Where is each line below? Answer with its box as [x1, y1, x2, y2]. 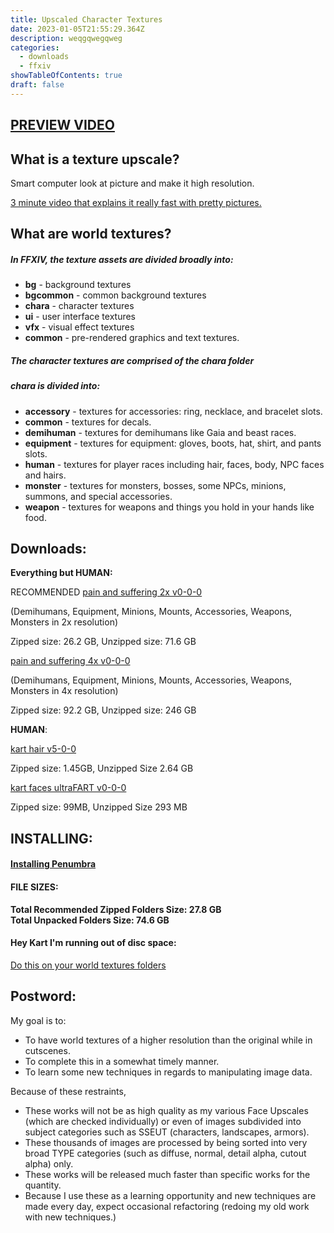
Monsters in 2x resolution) [10, 616, 119, 628]
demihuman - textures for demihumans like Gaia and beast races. [24, 426, 297, 438]
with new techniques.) [24, 1211, 117, 1223]
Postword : [10, 988, 77, 1005]
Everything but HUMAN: [10, 567, 113, 579]
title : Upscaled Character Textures [10, 14, 163, 25]
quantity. [24, 1179, 62, 1191]
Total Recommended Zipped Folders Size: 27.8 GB [10, 903, 222, 915]
